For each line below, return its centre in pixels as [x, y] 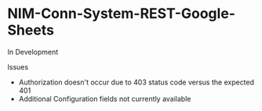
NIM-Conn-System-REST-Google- [122, 14]
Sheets [31, 30]
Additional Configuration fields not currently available [105, 98]
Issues [18, 66]
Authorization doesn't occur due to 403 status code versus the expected [136, 82]
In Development [33, 52]
